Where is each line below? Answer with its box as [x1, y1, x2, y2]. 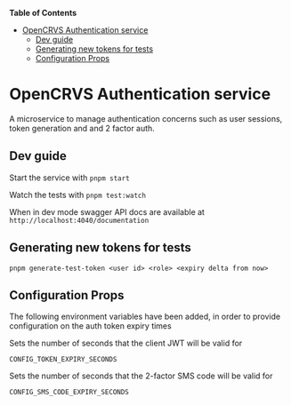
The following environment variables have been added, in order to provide [9, 311, 281, 322]
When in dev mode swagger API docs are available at [9, 206, 205, 217]
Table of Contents [9, 8, 77, 18]
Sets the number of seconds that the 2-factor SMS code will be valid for [9, 370, 273, 381]
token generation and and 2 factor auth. [9, 123, 156, 133]
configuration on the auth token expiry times [9, 321, 172, 331]
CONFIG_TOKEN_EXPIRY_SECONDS [9, 355, 117, 364]
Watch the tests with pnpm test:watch [9, 189, 147, 200]
